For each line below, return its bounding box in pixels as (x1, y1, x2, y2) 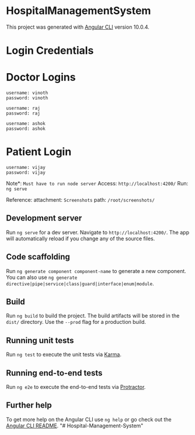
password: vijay (6, 170, 46, 175)
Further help (6, 401, 53, 410)
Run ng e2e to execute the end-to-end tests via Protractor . (6, 384, 146, 391)
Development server (6, 213, 82, 223)
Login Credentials (6, 44, 94, 57)
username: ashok (6, 121, 46, 127)
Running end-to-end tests (6, 368, 103, 378)
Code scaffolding (6, 252, 70, 262)
